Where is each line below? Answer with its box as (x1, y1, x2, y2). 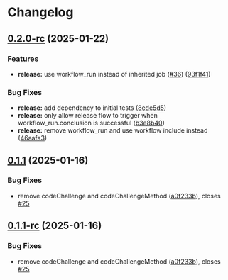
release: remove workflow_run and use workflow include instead (17, 126, 208, 135)
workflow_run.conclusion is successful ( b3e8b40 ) (17, 118, 165, 128)
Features (7, 54, 39, 64)
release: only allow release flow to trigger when (17, 111, 158, 120)
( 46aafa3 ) (17, 134, 48, 142)
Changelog (7, 4, 74, 21)
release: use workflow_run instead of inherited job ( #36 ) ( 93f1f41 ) (17, 69, 211, 78)
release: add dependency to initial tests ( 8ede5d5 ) (17, 103, 167, 112)
